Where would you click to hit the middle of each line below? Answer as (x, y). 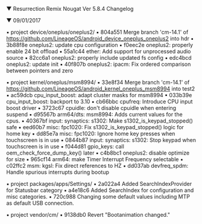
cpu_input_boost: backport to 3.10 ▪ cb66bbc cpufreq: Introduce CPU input (99, 101)
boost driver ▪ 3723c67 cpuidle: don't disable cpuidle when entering (91, 108)
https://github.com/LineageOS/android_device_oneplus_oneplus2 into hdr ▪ (100, 38)
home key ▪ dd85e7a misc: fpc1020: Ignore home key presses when (91, 133)
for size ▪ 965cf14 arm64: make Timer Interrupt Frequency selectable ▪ (95, 159)
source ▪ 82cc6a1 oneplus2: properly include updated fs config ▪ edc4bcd (99, 58)
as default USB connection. (40, 203)
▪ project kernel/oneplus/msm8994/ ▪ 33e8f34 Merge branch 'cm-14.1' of (98, 82)
